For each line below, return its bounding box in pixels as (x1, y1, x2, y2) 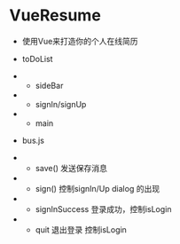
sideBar (35, 80, 64, 91)
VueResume (9, 5, 102, 26)
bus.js (21, 135, 44, 146)
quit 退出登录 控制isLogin (35, 224, 127, 235)
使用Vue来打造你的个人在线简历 (21, 35, 138, 46)
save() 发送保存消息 (35, 162, 108, 173)
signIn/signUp (35, 98, 87, 109)
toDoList (21, 53, 53, 64)
